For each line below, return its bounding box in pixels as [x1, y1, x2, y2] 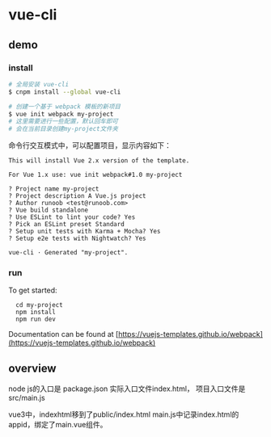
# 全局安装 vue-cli [8, 80, 70, 88]
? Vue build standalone [8, 206, 89, 215]
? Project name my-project [8, 185, 100, 193]
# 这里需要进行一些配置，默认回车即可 [8, 117, 119, 126]
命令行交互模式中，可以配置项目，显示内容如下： [8, 141, 171, 150]
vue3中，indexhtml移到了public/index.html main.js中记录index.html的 [8, 410, 239, 419]
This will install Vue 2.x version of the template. [8, 157, 190, 165]
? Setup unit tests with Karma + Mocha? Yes [8, 228, 161, 236]
